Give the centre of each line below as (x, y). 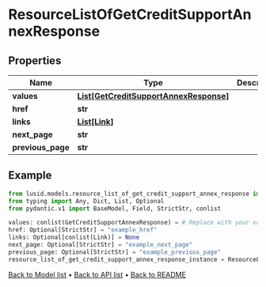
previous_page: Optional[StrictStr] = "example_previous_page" (115, 252)
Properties (35, 60)
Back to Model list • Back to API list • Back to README (97, 274)
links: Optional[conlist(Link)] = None (74, 238)
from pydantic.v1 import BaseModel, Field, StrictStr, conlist (115, 208)
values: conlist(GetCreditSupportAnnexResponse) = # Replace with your (129, 223)
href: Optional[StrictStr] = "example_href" (83, 230)
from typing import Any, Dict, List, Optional (86, 201)
